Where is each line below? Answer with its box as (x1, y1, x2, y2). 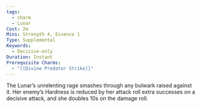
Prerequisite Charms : (6, 59, 61, 66)
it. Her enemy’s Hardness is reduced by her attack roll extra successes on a (6, 89, 196, 96)
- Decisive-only (12, 49, 53, 55)
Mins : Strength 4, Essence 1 (6, 32, 80, 38)
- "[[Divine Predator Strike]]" (12, 65, 94, 72)
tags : (6, 8, 20, 15)
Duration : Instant (6, 54, 53, 60)
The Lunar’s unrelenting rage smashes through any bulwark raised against (6, 82, 192, 89)
